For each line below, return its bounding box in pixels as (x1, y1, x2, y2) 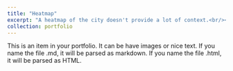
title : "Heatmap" (7, 10, 58, 17)
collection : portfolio (7, 23, 73, 30)
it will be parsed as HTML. (7, 57, 82, 65)
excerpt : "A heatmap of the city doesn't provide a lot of (7, 17, 182, 23)
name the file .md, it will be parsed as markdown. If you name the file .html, (7, 49, 222, 57)
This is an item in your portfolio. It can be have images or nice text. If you (7, 42, 215, 50)
